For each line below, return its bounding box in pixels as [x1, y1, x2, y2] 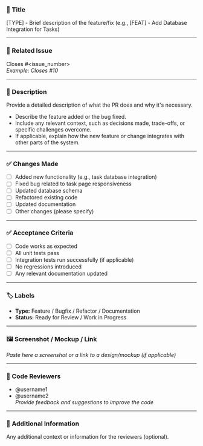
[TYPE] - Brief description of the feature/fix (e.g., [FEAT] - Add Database [6, 19, 187, 27]
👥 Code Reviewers [6, 372, 61, 381]
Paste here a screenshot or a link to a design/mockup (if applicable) [6, 351, 176, 358]
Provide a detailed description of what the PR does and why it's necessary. [6, 101, 193, 108]
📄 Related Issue [6, 47, 53, 55]
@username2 [14, 392, 49, 399]
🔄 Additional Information [6, 419, 80, 428]
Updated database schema [14, 187, 83, 195]
